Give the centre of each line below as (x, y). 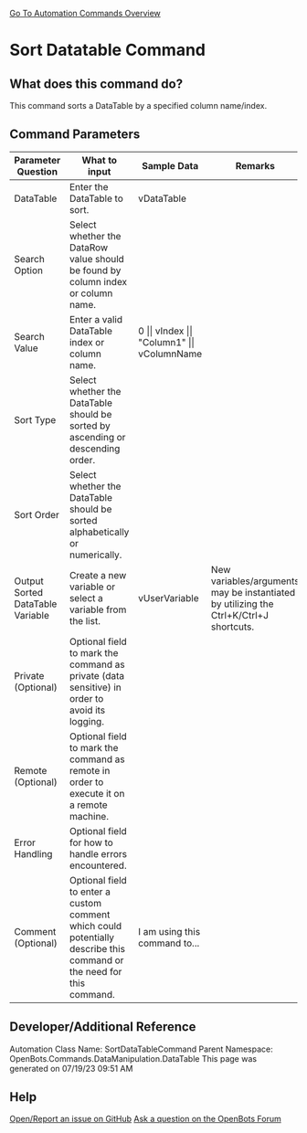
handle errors (98, 853)
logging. (87, 721)
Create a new (98, 575)
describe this (97, 948)
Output (29, 581)
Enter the (89, 186)
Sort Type (35, 419)
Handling (33, 853)
